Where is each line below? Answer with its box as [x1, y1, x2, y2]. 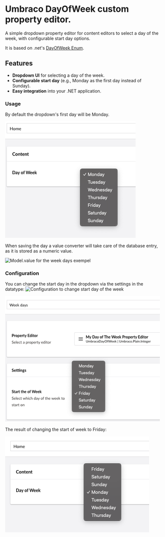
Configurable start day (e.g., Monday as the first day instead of [12, 77, 141, 83]
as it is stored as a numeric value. [5, 248, 73, 254]
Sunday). [12, 83, 31, 89]
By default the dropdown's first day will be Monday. [5, 112, 110, 118]
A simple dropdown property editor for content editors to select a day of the [5, 30, 159, 36]
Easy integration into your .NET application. [12, 88, 102, 94]
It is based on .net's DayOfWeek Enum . [5, 45, 84, 51]
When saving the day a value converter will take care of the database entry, [5, 243, 158, 249]
